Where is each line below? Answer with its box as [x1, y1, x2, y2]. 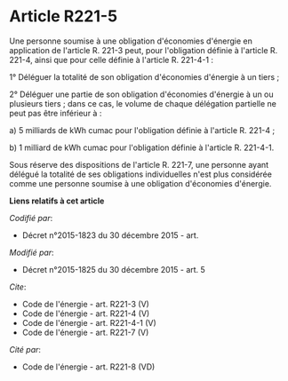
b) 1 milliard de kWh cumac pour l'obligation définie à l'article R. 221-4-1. [9, 142, 275, 153]
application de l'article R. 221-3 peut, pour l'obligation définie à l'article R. [9, 44, 278, 55]
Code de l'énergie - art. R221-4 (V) [21, 308, 150, 319]
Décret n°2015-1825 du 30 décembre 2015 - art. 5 [21, 264, 206, 274]
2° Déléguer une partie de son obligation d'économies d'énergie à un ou [9, 89, 274, 99]
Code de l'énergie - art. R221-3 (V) [21, 298, 149, 309]
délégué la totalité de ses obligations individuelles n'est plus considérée [9, 169, 273, 179]
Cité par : [9, 344, 42, 354]
